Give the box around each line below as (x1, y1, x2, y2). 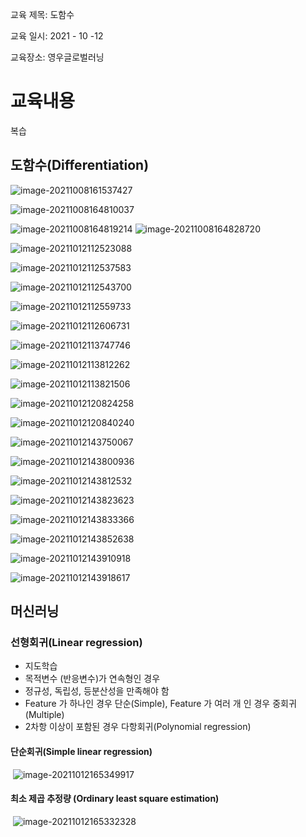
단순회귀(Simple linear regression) (10, 746, 153, 758)
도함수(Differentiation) (10, 157, 150, 174)
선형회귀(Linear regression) (10, 636, 143, 650)
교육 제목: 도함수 (10, 9, 75, 20)
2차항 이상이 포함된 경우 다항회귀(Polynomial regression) (24, 721, 252, 733)
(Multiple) (24, 709, 65, 721)
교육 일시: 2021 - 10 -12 (10, 30, 104, 42)
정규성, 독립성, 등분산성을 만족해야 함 (24, 685, 170, 697)
